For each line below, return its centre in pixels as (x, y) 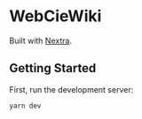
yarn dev (25, 106)
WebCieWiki (55, 16)
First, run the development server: (71, 89)
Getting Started (53, 68)
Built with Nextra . (41, 41)
